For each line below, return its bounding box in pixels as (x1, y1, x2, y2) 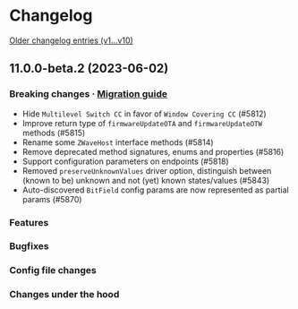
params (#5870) (21, 193, 82, 204)
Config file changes (9, 264, 97, 277)
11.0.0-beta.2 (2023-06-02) (9, 61, 169, 76)
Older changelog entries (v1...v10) (9, 35, 134, 46)
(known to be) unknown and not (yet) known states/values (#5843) (21, 175, 270, 185)
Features (9, 216, 49, 228)
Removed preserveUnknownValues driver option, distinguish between (21, 165, 272, 176)
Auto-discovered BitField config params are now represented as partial (21, 185, 289, 195)
